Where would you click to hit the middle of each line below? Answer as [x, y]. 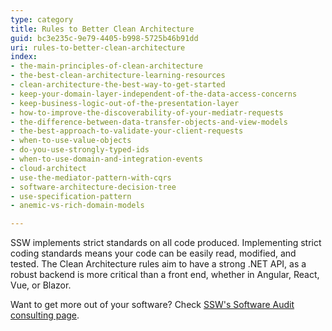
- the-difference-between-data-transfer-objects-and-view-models [149, 122]
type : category [42, 19]
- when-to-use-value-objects [71, 141]
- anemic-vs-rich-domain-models [77, 206]
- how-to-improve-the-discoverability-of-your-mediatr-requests [147, 112]
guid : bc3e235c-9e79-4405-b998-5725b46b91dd [104, 38]
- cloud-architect [48, 168]
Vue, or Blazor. [41, 285]
